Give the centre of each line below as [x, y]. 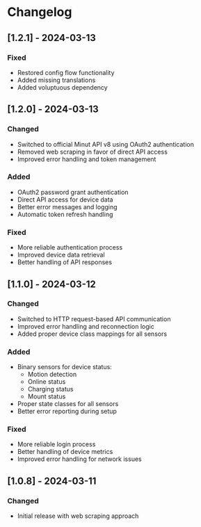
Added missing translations [56, 80]
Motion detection [52, 374]
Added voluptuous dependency [62, 87]
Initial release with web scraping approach [78, 516]
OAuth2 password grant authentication [73, 192]
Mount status [47, 396]
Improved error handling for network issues [79, 459]
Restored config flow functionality [66, 72]
